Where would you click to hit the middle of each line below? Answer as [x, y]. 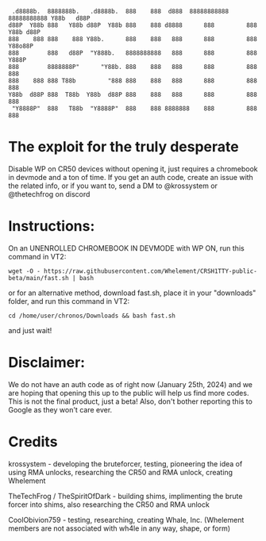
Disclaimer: [47, 363]
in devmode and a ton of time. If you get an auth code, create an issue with [131, 177]
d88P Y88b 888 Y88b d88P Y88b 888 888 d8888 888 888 [133, 25]
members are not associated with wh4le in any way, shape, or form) [120, 528]
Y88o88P [21, 46]
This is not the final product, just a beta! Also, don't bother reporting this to [130, 401]
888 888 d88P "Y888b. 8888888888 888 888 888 [133, 53]
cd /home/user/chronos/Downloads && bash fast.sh [92, 316]
